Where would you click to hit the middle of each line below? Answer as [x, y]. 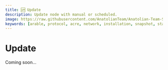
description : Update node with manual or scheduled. [61, 14]
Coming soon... [21, 62]
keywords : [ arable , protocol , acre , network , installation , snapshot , [80, 24]
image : [12, 19]
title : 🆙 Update [23, 10]
